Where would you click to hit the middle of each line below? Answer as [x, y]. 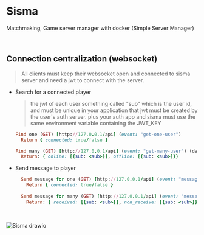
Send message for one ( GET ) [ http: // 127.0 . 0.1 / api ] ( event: [98, 180]
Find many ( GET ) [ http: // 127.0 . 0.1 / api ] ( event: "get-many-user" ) [101, 151]
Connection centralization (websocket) [82, 59]
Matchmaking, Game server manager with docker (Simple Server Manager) [100, 28]
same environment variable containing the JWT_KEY [96, 123]
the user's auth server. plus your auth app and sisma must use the [113, 116]
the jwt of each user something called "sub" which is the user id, [111, 103]
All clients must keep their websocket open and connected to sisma [106, 74]
